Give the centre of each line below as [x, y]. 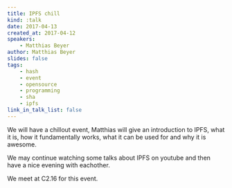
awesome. [22, 144]
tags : [15, 65]
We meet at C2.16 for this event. [53, 178]
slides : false [28, 59]
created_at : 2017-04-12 [42, 33]
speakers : [21, 39]
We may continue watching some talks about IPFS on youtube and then [109, 158]
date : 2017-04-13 [32, 26]
